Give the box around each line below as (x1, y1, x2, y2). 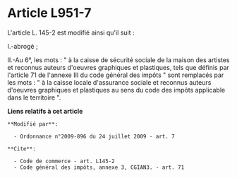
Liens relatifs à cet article (7, 107, 83, 115)
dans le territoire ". (7, 93, 61, 102)
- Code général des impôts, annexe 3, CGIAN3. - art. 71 (13, 164, 185, 171)
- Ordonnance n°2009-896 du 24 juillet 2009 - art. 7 (13, 133, 175, 140)
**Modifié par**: (7, 120, 59, 128)
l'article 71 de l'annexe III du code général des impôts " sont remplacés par (7, 71, 224, 79)
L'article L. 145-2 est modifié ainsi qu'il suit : (7, 28, 135, 37)
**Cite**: (7, 145, 37, 153)
